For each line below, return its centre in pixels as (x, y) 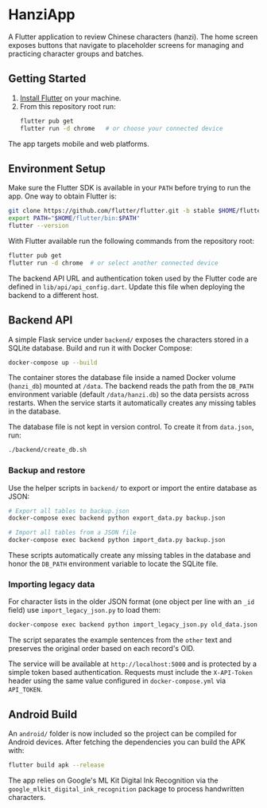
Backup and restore (47, 470)
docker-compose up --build (53, 363)
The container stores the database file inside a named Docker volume (122, 378)
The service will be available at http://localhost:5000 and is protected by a (132, 664)
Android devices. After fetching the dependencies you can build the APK (127, 742)
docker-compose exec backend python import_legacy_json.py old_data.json (133, 625)
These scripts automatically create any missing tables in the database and (130, 555)
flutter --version (39, 226)
